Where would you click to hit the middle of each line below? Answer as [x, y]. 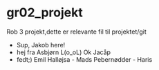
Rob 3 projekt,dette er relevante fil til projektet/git [76, 32]
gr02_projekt [45, 13]
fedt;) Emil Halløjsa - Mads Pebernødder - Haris [84, 59]
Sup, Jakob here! [41, 45]
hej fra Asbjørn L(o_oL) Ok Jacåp [64, 52]
